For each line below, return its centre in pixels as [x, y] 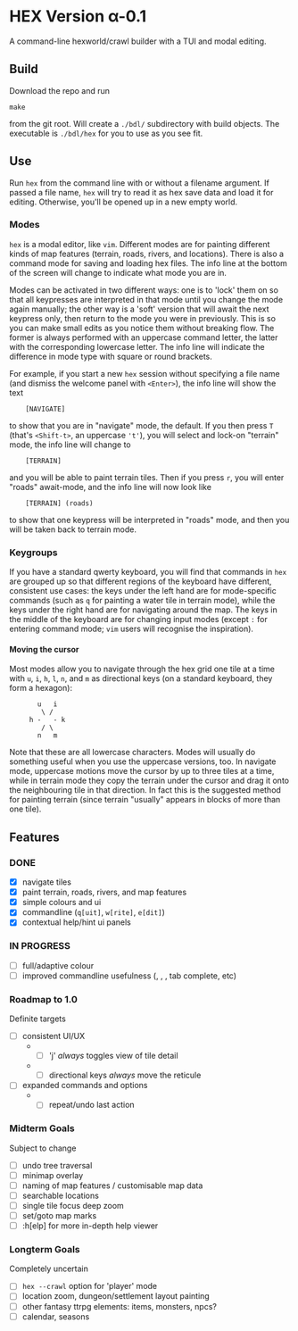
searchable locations [61, 1195]
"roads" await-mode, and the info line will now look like [111, 487]
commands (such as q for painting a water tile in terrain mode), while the [142, 601]
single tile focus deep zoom [73, 1205]
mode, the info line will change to [70, 445]
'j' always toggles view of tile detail [113, 1056]
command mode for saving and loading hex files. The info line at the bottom [149, 263]
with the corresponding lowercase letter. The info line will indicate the [137, 346]
